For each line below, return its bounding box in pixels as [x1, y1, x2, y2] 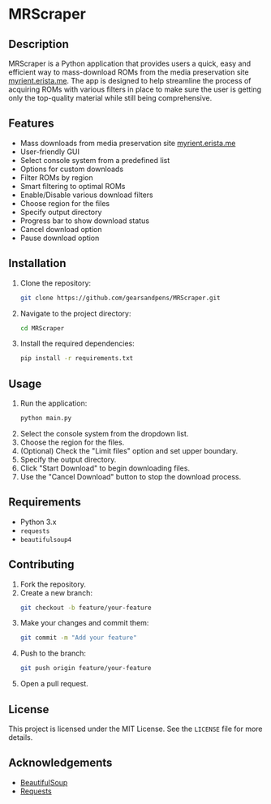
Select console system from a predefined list [19, 155, 170, 165]
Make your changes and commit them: [19, 618, 149, 628]
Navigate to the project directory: [19, 308, 131, 318]
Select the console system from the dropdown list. [19, 428, 189, 438]
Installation [8, 256, 67, 270]
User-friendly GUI [19, 147, 80, 157]
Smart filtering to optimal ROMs [19, 181, 126, 191]
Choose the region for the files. [19, 437, 125, 447]
